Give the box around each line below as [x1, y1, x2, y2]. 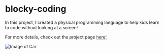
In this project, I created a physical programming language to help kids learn [5, 19, 160, 25]
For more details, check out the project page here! [5, 34, 107, 40]
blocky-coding [5, 3, 66, 15]
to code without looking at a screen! [5, 24, 78, 30]
